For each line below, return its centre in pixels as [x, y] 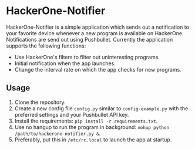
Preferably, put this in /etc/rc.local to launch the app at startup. [93, 140]
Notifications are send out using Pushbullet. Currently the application [90, 39]
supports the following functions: [46, 46]
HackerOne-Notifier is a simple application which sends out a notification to [98, 27]
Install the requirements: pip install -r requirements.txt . [86, 121]
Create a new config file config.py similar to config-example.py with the [101, 108]
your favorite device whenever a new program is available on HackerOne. [95, 33]
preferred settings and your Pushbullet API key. [72, 114]
